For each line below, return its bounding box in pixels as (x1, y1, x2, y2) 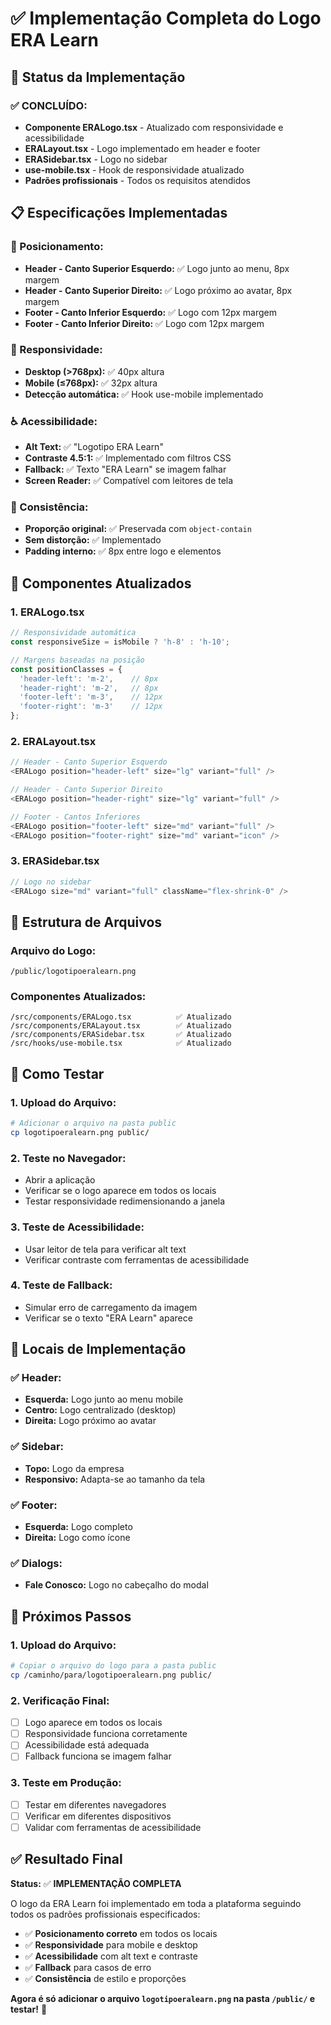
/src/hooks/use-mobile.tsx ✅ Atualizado (10, 1038, 232, 1049)
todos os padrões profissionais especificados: (10, 1908, 201, 1920)
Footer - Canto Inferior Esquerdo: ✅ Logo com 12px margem (24, 306, 277, 318)
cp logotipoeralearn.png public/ (10, 1128, 150, 1138)
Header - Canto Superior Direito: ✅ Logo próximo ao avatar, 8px (24, 284, 293, 296)
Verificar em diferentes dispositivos (24, 1810, 172, 1822)
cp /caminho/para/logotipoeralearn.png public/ (10, 1670, 213, 1680)
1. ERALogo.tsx (10, 605, 85, 619)
